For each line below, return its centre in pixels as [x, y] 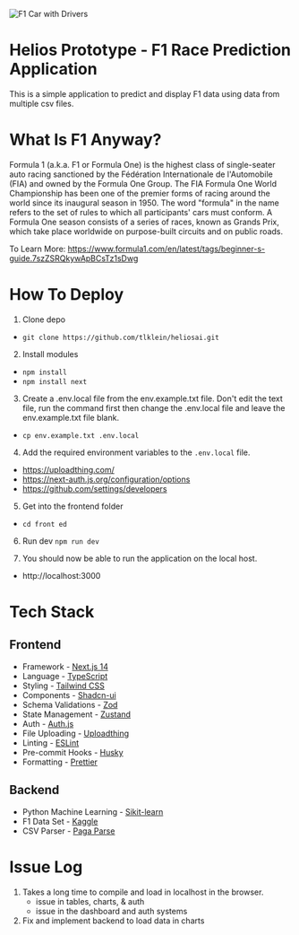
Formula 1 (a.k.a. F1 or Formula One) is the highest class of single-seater [142, 164]
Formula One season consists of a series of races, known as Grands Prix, [144, 222]
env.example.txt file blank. [70, 417]
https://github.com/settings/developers [94, 488]
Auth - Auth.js [48, 723]
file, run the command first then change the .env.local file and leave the [154, 407]
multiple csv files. [42, 103]
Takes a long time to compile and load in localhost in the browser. [143, 892]
